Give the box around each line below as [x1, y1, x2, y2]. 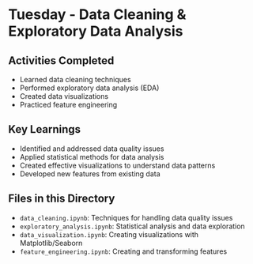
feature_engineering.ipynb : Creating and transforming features [19, 247, 228, 256]
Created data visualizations [19, 92, 109, 100]
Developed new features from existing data [19, 168, 160, 179]
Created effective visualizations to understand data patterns [19, 160, 216, 170]
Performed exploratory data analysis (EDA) [19, 83, 160, 92]
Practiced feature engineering [19, 100, 118, 109]
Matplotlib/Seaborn [19, 238, 83, 247]
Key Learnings [8, 123, 81, 136]
